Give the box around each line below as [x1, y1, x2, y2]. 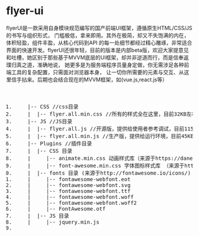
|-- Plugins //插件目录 [27, 140, 92, 147]
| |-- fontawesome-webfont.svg [27, 182, 131, 189]
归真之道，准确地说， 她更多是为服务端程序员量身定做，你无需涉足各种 [11, 61, 184, 68]
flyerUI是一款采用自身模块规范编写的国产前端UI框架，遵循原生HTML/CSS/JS [6, 24, 192, 31]
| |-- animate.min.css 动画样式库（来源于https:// [27, 155, 181, 162]
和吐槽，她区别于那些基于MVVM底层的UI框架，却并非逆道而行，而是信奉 [6, 54, 184, 61]
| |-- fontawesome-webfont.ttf [27, 188, 131, 195]
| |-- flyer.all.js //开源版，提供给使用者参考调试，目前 [27, 126, 185, 132]
